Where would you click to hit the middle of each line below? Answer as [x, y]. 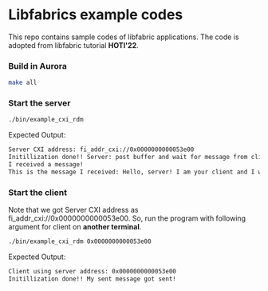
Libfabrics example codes [96, 15]
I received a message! [46, 165]
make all [23, 83]
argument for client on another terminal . [75, 227]
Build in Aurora [38, 66]
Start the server [39, 103]
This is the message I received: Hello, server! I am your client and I [132, 172]
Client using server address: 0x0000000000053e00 [93, 271]
